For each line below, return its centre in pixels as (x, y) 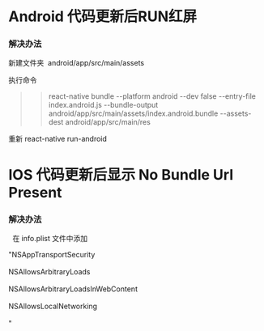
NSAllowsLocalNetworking (53, 306)
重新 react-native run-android (58, 139)
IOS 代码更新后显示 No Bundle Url (121, 174)
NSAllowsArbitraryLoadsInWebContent (73, 289)
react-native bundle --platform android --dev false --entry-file (152, 96)
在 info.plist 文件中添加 (49, 238)
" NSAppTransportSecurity (52, 254)
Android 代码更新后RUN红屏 (102, 17)
